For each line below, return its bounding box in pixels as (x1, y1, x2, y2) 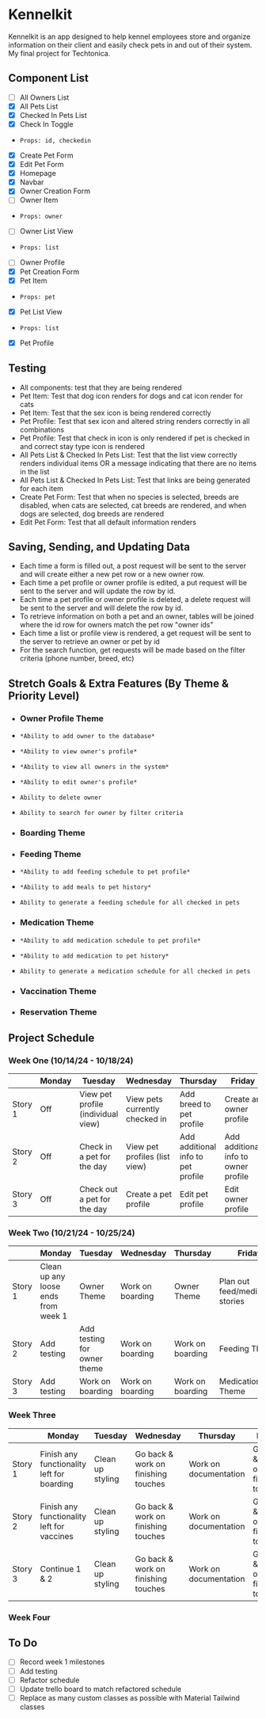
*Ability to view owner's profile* (19, 748, 138, 756)
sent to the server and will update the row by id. (19, 586, 176, 596)
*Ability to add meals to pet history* (19, 883, 152, 892)
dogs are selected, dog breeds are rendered (19, 509, 165, 518)
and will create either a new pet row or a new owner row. (19, 569, 205, 579)
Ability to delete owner (19, 794, 102, 802)
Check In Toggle (19, 119, 74, 128)
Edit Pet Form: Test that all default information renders (19, 517, 196, 527)
